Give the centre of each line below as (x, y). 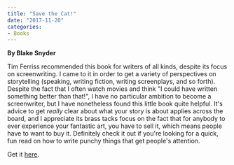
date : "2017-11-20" (36, 20)
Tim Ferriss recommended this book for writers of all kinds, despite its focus (117, 66)
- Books (19, 33)
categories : (25, 27)
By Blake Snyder (32, 53)
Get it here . (23, 155)
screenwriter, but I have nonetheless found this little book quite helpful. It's (115, 104)
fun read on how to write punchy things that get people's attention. (104, 141)
